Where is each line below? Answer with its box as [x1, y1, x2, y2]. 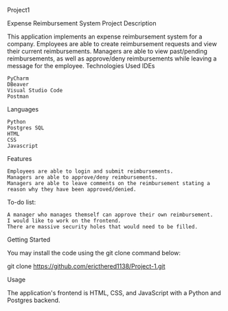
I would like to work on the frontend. [7, 217, 122, 224]
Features [7, 155, 32, 162]
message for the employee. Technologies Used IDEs [7, 62, 155, 69]
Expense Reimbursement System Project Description [7, 19, 157, 27]
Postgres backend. [7, 296, 60, 304]
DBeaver [7, 81, 30, 88]
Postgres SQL [7, 125, 45, 131]
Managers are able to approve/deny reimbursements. [7, 174, 158, 181]
